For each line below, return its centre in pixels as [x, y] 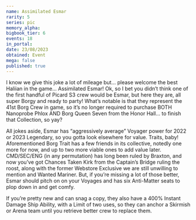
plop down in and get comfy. [40, 187]
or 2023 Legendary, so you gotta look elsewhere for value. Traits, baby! [92, 137]
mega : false [20, 60]
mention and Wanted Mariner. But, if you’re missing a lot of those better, [93, 175]
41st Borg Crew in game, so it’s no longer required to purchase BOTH [89, 107]
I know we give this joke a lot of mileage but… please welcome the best [92, 82]
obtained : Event [26, 55]
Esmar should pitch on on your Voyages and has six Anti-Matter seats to [93, 181]
